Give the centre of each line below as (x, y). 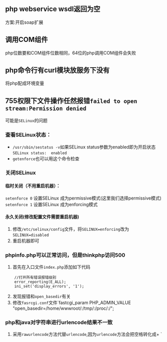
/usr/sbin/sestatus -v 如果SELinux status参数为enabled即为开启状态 (84, 147)
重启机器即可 (26, 240)
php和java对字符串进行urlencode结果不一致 (59, 322)
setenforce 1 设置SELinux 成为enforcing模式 (52, 204)
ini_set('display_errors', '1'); (49, 286)
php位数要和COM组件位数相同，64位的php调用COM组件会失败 (71, 53)
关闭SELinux (21, 173)
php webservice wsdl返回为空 (53, 9)
